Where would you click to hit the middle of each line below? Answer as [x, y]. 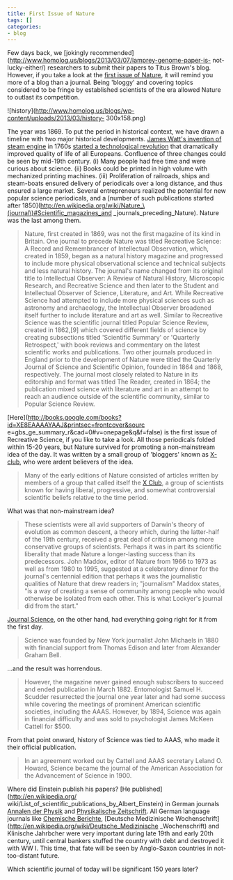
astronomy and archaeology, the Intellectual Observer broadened [118, 308]
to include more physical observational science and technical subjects [125, 264]
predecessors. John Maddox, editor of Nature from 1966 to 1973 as [120, 562]
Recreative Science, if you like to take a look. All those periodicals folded [111, 440]
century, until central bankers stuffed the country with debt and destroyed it [116, 841]
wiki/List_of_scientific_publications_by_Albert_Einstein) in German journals [113, 804]
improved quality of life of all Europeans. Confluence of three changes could [116, 154]
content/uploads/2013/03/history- [56, 118]
